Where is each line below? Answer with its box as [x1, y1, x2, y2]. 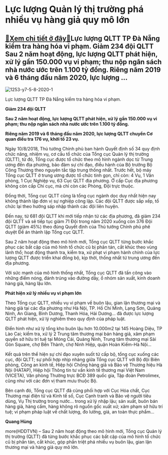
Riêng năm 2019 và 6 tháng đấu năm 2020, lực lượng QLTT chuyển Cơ [5, 131, 153, 136]
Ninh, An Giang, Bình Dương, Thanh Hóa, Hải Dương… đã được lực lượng [5, 311, 154, 316]
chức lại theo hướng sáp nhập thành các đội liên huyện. [5, 203, 119, 209]
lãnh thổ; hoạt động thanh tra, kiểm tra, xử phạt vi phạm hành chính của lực [5, 250, 160, 255]
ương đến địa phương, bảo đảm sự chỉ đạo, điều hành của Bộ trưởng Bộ [5, 162, 152, 167]
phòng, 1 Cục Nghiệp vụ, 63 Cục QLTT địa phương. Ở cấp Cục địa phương [5, 178, 158, 183]
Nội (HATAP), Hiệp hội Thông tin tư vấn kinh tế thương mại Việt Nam [5, 367, 145, 373]
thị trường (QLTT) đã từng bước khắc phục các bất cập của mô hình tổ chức [5, 433, 161, 439]
